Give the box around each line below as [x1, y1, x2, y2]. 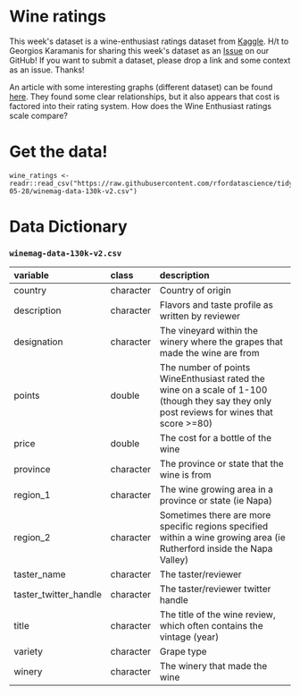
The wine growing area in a [159, 483, 274, 496]
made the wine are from [159, 347, 260, 360]
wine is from [159, 469, 212, 481]
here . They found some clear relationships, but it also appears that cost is [9, 91, 280, 102]
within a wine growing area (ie [159, 531, 286, 544]
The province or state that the [159, 458, 284, 470]
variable [13, 269, 49, 282]
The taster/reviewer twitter [159, 583, 271, 596]
